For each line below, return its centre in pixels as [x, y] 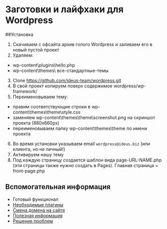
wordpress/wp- [130, 86]
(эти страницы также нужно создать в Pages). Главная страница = [86, 165]
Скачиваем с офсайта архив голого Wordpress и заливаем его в [82, 44]
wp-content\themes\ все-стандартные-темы [60, 71]
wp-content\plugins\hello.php [44, 65]
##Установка [19, 34]
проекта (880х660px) [36, 123]
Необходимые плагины [38, 204]
